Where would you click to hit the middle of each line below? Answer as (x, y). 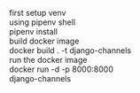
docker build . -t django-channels (70, 50)
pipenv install (33, 31)
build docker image (44, 41)
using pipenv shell (43, 22)
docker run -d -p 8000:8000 (61, 69)
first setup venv (38, 13)
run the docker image (48, 60)
